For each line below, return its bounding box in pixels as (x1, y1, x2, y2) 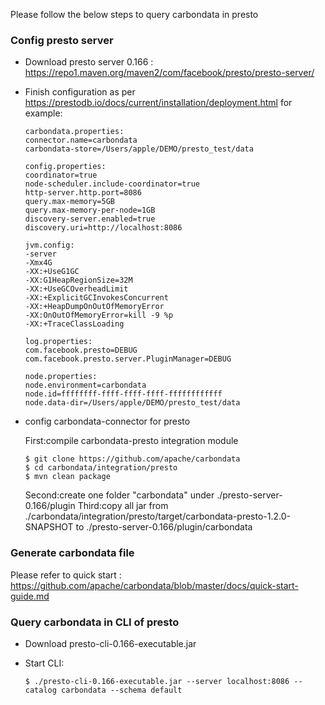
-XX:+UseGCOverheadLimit (24, 284, 129, 294)
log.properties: (24, 337, 93, 347)
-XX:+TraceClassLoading (24, 319, 125, 329)
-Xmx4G (24, 258, 53, 268)
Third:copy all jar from (77, 500, 169, 512)
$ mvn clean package (24, 472, 111, 482)
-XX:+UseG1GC (24, 267, 80, 277)
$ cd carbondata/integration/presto (24, 463, 178, 473)
